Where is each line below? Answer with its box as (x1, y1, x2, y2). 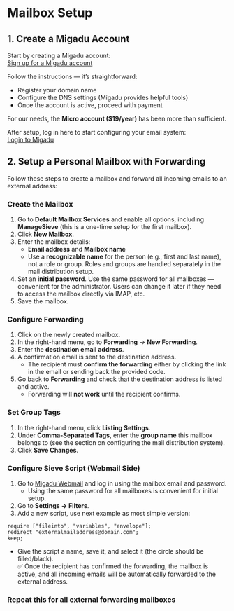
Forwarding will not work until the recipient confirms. (27, 390, 181, 399)
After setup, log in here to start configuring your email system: (7, 128, 187, 136)
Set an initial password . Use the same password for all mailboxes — (17, 275, 214, 283)
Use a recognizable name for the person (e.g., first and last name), (27, 252, 221, 261)
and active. (17, 383, 50, 391)
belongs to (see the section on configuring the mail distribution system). (17, 438, 226, 446)
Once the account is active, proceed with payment (17, 101, 163, 109)
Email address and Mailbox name (27, 245, 126, 254)
